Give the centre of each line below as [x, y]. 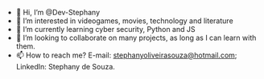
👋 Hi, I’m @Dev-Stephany [58, 12]
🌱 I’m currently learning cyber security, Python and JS [105, 29]
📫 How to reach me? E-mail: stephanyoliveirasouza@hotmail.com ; [126, 55]
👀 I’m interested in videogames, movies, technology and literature [124, 21]
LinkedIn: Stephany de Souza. [65, 67]
